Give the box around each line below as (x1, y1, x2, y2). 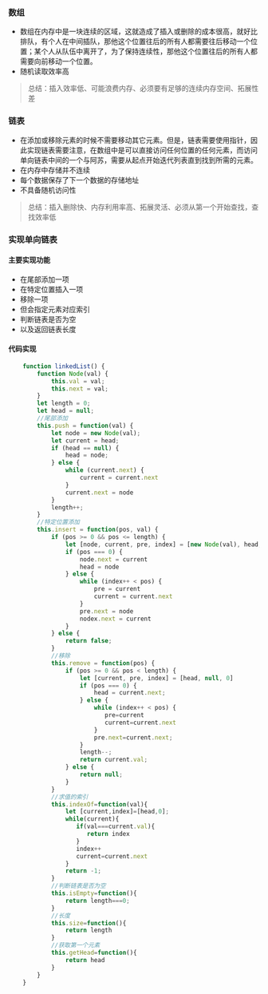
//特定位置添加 (37, 518, 80, 526)
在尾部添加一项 (19, 274, 69, 284)
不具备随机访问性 (19, 185, 77, 195)
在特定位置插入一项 (19, 284, 84, 294)
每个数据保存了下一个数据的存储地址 (19, 175, 140, 184)
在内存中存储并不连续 (19, 165, 90, 175)
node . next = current (79, 555, 148, 564)
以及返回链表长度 (19, 324, 77, 334)
